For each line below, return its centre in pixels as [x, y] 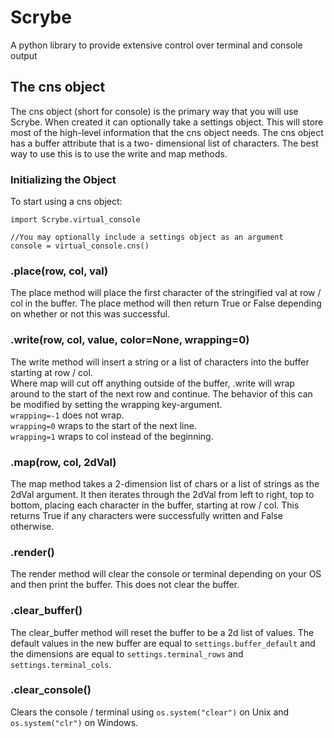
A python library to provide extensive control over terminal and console [156, 45]
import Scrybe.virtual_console [75, 220]
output [24, 55]
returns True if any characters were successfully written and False [146, 515]
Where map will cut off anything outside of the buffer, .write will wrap [152, 383]
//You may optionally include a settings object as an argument [147, 237]
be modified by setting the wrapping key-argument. [116, 404]
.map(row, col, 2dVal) [63, 462]
